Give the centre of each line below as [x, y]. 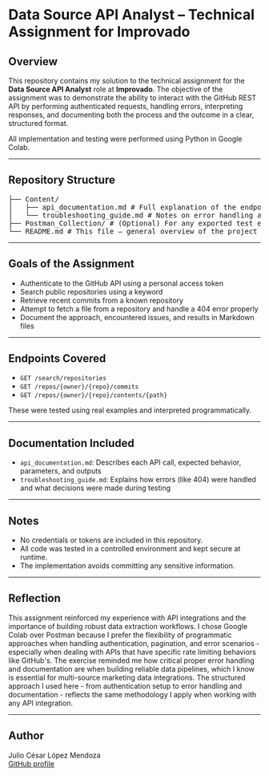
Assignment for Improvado [99, 32]
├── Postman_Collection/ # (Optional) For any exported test [131, 223]
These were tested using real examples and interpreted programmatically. [130, 410]
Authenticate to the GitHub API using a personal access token [122, 283]
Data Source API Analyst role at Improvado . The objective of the [116, 89]
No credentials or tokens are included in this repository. [111, 540]
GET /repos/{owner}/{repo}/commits [79, 387]
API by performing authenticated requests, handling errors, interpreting [126, 106]
